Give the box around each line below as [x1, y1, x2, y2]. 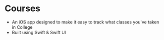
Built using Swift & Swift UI [11, 29, 66, 35]
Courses [4, 3, 41, 14]
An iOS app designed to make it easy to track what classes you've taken [11, 19, 160, 25]
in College [11, 24, 33, 30]
